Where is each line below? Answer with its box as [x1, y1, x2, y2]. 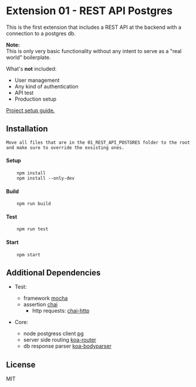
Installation [6, 124, 48, 134]
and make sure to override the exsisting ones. [6, 144, 125, 151]
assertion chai [23, 301, 58, 308]
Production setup [14, 95, 57, 102]
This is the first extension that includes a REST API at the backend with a [6, 24, 182, 31]
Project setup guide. [6, 107, 55, 114]
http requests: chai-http [32, 307, 90, 315]
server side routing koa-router [23, 336, 97, 343]
